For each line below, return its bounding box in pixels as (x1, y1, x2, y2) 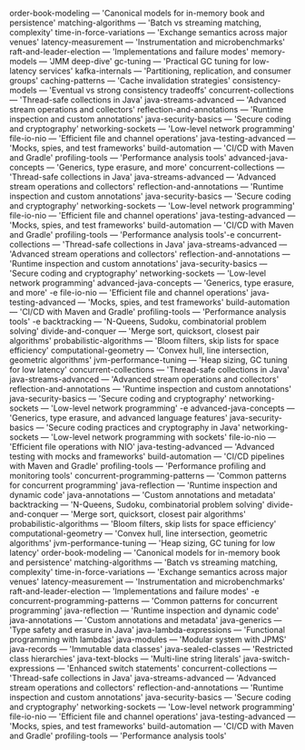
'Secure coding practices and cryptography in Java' (45, 422, 241, 433)
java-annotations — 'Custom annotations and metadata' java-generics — (9, 615, 282, 625)
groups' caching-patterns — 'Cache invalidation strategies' (9, 75, 231, 85)
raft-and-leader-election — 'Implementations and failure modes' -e (9, 586, 261, 597)
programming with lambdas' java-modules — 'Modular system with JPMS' (9, 634, 288, 645)
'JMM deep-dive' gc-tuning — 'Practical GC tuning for (49, 56, 251, 66)
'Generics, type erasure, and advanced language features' (9, 413, 229, 423)
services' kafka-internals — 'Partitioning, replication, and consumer (38, 65, 292, 76)
